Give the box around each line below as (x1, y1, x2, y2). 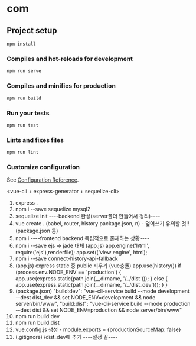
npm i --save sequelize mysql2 (15, 206, 91, 213)
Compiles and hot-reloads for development (6, 54, 133, 63)
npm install (6, 41, 36, 47)
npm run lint (6, 150, 39, 156)
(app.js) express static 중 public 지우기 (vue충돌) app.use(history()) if (15, 262, 182, 269)
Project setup (6, 25, 58, 35)
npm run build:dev (15, 313, 60, 320)
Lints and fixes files (6, 135, 64, 144)
